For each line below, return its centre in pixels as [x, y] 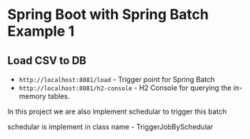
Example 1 [41, 31]
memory [32, 96]
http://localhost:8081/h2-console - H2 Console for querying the [125, 88]
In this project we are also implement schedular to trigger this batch [117, 111]
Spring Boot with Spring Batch [108, 15]
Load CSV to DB [47, 60]
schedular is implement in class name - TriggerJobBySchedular [110, 127]
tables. [59, 96]
